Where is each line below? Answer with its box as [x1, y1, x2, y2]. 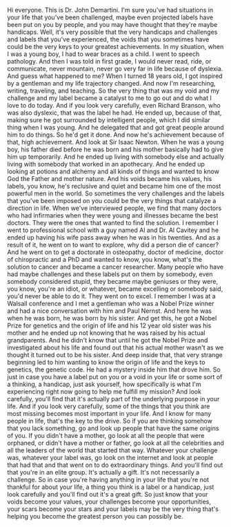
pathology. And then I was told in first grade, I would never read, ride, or [7, 57, 212, 65]
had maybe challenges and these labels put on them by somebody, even [7, 270, 213, 278]
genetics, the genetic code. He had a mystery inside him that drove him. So [7, 365, 221, 374]
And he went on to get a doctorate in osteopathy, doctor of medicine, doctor [7, 248, 224, 256]
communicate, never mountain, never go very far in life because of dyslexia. [7, 65, 223, 73]
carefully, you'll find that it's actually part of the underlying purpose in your [7, 395, 220, 403]
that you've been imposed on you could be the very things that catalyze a [7, 197, 217, 204]
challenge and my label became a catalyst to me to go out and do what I [7, 94, 212, 102]
